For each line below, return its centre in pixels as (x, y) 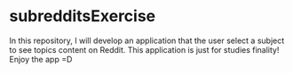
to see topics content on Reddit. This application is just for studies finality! (144, 49)
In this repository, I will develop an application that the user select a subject (147, 40)
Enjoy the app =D (41, 59)
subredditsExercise (83, 16)
